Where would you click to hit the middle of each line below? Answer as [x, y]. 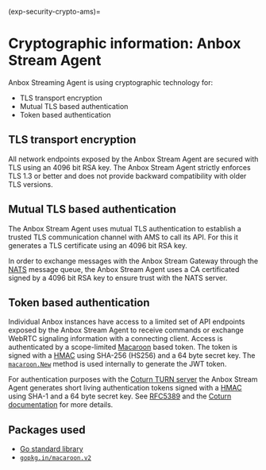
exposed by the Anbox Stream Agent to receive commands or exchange [126, 330]
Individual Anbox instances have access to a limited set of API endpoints [127, 322]
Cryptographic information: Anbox [125, 44]
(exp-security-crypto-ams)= [54, 12]
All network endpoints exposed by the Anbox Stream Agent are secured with [133, 159]
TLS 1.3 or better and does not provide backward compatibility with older [127, 176]
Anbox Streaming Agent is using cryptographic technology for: [110, 82]
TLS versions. [31, 184]
